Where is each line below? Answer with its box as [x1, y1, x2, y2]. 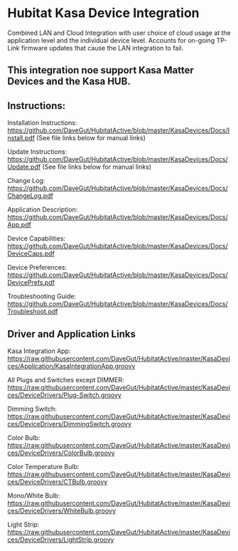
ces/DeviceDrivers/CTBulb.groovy [7, 477, 108, 486]
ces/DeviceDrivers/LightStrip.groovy [7, 535, 114, 544]
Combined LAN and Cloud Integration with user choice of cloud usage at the [7, 28, 231, 37]
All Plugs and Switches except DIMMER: [7, 375, 124, 384]
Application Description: [7, 205, 78, 214]
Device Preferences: [7, 263, 67, 272]
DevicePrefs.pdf [7, 278, 55, 287]
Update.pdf [7, 162, 41, 172]
